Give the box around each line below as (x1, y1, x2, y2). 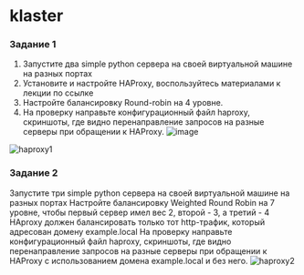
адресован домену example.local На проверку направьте (9, 226, 233, 237)
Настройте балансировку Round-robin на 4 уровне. (22, 97, 224, 108)
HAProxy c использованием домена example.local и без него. (9, 255, 248, 266)
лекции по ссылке (22, 87, 94, 98)
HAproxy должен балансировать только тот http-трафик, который (9, 216, 266, 228)
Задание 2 (9, 167, 58, 179)
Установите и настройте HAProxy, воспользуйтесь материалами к (22, 78, 281, 89)
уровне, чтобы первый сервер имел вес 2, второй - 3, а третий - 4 (9, 207, 270, 218)
